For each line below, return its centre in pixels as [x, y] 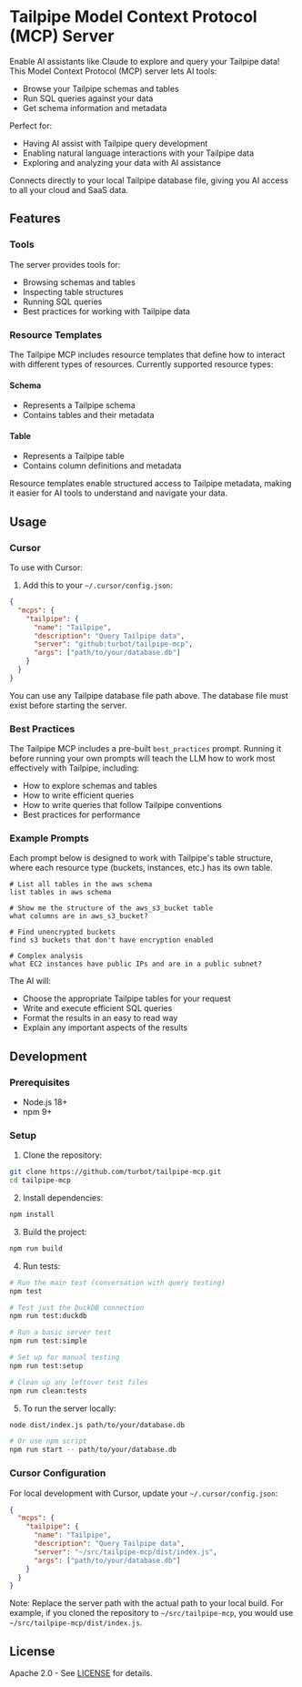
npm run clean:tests [49, 1391]
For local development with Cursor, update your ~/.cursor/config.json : [144, 1493]
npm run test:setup [46, 1365]
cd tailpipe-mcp [40, 1181]
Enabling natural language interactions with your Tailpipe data [138, 153]
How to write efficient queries [78, 795]
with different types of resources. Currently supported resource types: [141, 364]
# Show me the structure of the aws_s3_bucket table [111, 908]
